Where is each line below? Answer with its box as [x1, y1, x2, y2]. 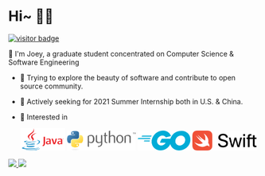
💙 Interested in [19, 111, 68, 122]
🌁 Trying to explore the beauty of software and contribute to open [19, 72, 236, 82]
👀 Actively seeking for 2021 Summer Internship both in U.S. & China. [19, 96, 244, 106]
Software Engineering [8, 57, 80, 67]
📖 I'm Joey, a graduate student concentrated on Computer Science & [8, 49, 235, 58]
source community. [19, 81, 84, 91]
